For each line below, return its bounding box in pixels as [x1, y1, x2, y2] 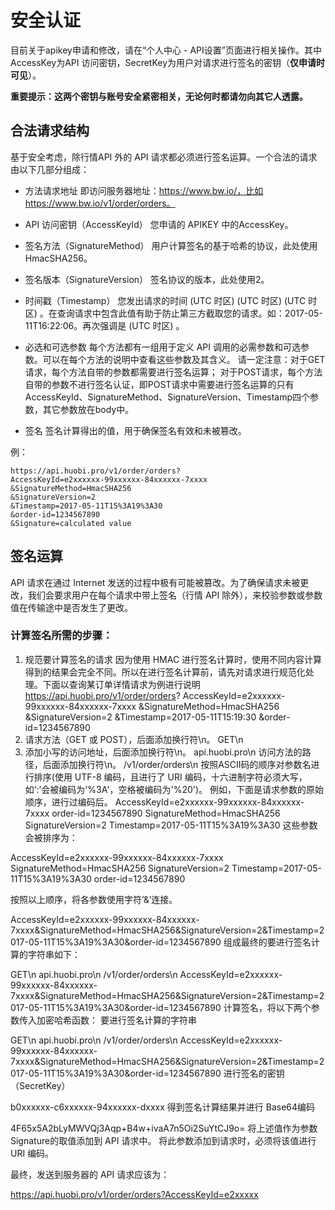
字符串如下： [27, 948, 81, 960]
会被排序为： [24, 831, 78, 843]
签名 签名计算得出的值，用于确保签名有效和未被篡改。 [24, 424, 247, 436]
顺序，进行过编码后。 [24, 796, 113, 808]
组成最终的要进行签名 [223, 936, 312, 948]
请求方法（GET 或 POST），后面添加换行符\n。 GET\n [24, 733, 244, 745]
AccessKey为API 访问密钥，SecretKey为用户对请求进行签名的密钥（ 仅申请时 [10, 56, 326, 68]
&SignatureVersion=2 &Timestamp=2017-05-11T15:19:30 [24, 711, 257, 723]
